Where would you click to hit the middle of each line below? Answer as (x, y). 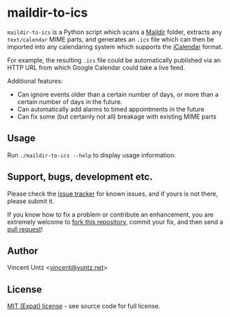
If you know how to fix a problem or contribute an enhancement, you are (110, 214)
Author (23, 251)
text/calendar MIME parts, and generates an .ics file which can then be (111, 39)
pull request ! (25, 229)
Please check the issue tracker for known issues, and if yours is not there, (113, 194)
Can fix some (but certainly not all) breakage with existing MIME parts (117, 117)
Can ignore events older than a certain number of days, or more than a (118, 94)
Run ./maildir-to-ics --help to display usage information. (91, 155)
